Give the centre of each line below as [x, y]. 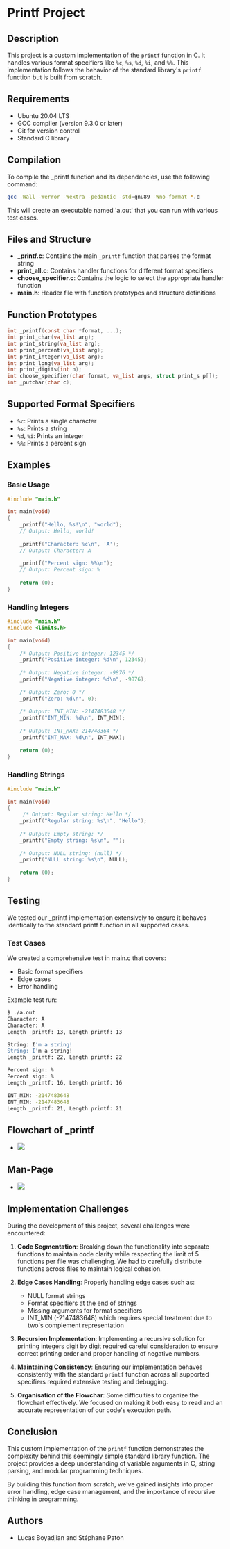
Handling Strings [36, 774]
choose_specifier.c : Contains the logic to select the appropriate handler [120, 278]
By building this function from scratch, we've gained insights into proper [110, 1484]
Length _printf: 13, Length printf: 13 [65, 1032]
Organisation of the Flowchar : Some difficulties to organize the [108, 1395]
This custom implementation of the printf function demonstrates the [106, 1448]
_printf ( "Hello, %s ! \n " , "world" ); [71, 525]
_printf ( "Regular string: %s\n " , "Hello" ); [83, 821]
